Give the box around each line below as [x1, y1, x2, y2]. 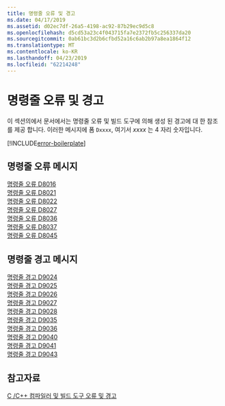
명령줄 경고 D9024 [7, 273, 58, 281]
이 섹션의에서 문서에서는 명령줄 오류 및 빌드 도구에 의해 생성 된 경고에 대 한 [7, 117, 206, 125]
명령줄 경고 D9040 [7, 333, 58, 342]
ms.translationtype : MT [7, 42, 75, 49]
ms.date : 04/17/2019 [7, 16, 66, 23]
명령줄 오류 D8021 [7, 189, 57, 197]
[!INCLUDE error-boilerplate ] [7, 139, 86, 147]
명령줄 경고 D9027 [7, 299, 57, 307]
